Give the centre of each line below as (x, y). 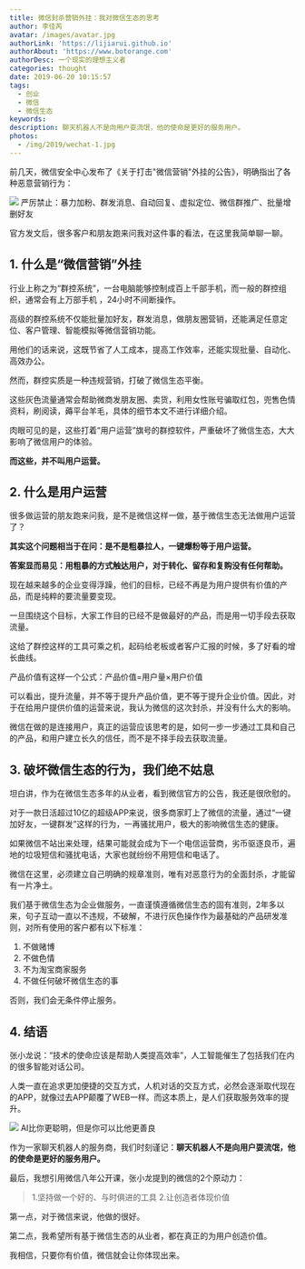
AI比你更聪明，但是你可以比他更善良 (88, 1128)
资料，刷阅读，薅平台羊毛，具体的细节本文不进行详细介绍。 (121, 411)
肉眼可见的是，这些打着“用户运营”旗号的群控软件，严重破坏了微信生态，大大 (152, 430)
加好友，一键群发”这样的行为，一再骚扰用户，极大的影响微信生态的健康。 (147, 824)
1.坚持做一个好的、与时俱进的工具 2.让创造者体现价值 (131, 1197)
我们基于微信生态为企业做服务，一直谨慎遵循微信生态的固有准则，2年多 (143, 904)
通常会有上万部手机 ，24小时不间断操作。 (103, 299)
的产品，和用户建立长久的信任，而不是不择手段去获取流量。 (121, 738)
